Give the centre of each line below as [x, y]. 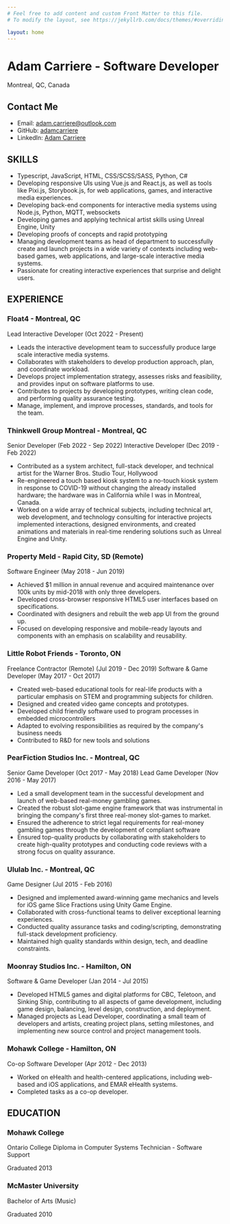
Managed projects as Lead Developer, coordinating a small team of [112, 1016]
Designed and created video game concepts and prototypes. [103, 704]
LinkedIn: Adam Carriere [51, 138]
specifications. [38, 607]
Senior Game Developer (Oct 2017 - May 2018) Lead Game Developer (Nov [113, 773]
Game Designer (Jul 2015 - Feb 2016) [60, 885]
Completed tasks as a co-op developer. [73, 1092]
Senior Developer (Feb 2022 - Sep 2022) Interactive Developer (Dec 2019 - [113, 445]
